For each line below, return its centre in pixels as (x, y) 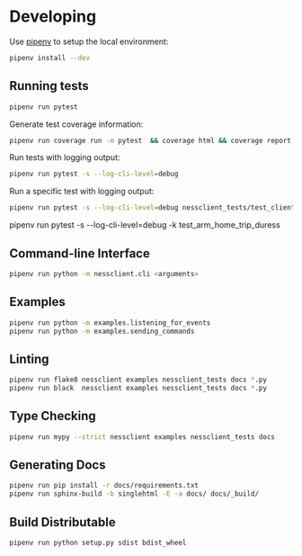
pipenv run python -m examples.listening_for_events (110, 323)
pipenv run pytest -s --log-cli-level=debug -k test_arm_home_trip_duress (145, 225)
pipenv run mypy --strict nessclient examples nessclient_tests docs (142, 437)
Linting (29, 359)
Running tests (49, 86)
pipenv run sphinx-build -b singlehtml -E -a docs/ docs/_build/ (134, 494)
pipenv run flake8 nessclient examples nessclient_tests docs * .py (138, 380)
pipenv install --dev (50, 58)
